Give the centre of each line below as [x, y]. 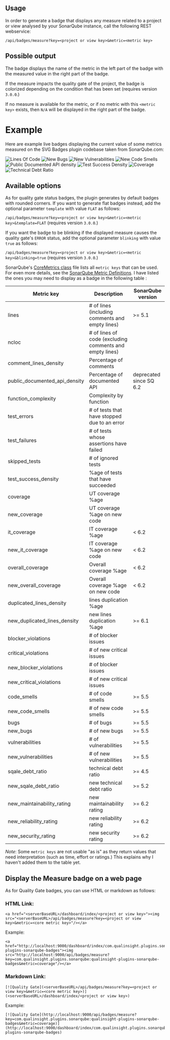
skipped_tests [24, 461]
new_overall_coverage [34, 585]
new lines [100, 615]
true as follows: [22, 244]
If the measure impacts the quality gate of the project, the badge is [75, 84]
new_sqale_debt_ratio [34, 786]
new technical [105, 783]
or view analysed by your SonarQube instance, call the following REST [78, 26]
